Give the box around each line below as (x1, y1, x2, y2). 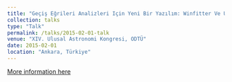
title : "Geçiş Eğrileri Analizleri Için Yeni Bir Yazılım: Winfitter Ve (7, 10, 221, 17)
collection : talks (7, 17, 60, 23)
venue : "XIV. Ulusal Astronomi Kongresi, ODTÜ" (7, 36, 147, 43)
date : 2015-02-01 (7, 42, 57, 49)
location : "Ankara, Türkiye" (7, 49, 91, 56)
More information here (7, 67, 71, 76)
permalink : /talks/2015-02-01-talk (7, 29, 110, 37)
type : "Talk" (7, 23, 45, 30)
